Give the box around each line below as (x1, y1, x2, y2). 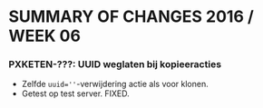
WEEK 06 (8, 25, 81, 46)
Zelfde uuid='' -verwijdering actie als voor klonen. (21, 79, 209, 90)
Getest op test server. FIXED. (21, 88, 131, 99)
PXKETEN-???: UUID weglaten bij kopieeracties (8, 58, 222, 71)
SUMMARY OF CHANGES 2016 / (8, 6, 255, 27)
